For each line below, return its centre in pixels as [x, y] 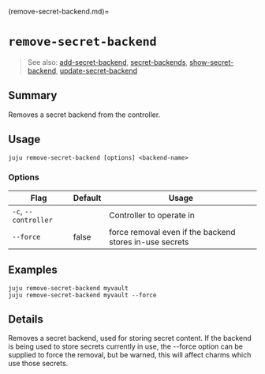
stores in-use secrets [149, 242]
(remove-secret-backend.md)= [59, 11]
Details [26, 319]
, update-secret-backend [97, 70]
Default [87, 198]
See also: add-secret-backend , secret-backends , [107, 62]
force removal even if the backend [172, 232]
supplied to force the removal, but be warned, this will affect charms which [130, 355]
